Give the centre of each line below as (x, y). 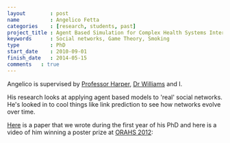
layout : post (38, 13)
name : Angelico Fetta (53, 20)
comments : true (33, 64)
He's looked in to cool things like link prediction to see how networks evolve (114, 104)
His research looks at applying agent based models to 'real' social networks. (115, 97)
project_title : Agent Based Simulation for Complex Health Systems (107, 32)
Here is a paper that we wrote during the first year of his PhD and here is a (112, 125)
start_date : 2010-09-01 (47, 52)
